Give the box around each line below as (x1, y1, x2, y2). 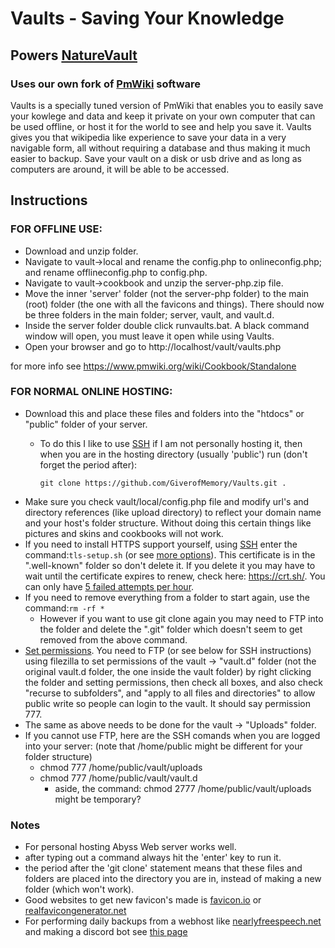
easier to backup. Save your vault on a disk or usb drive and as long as (10, 152, 302, 164)
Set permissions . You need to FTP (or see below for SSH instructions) (24, 644, 312, 656)
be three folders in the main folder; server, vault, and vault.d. (24, 308, 275, 321)
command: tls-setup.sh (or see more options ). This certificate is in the (24, 548, 316, 561)
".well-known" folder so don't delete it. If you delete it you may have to (24, 559, 316, 571)
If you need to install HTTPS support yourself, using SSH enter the (24, 538, 298, 550)
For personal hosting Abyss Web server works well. (24, 841, 237, 853)
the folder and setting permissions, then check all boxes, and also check (24, 676, 323, 688)
